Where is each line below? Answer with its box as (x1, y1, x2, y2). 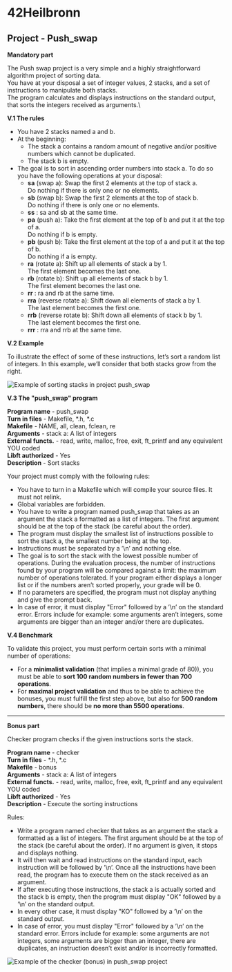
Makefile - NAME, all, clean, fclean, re (7, 422, 116, 430)
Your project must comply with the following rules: (7, 472, 151, 480)
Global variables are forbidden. (17, 500, 106, 508)
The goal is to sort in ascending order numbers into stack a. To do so (17, 164, 214, 172)
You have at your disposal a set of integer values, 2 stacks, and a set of (7, 79, 211, 87)
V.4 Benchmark (7, 631, 53, 639)
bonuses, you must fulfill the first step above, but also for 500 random (17, 694, 217, 703)
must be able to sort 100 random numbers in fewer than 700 (17, 672, 192, 680)
